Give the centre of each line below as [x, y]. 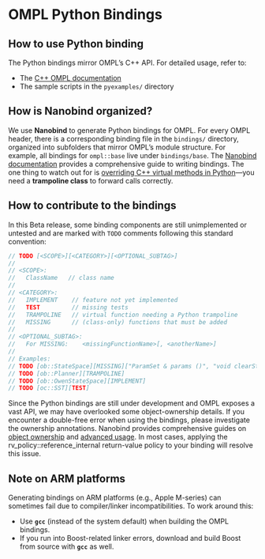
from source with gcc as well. [67, 546]
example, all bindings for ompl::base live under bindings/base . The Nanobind [132, 155]
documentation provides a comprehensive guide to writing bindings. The [126, 164]
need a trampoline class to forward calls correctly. [91, 180]
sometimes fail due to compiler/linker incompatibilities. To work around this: [131, 506]
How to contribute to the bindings [92, 206]
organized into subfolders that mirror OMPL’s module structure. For [117, 147]
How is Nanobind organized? [80, 111]
